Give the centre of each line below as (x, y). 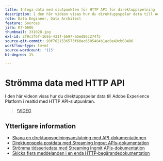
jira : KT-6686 (19, 28)
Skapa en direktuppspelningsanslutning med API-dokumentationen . (80, 138)
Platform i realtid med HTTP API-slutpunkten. (50, 101)
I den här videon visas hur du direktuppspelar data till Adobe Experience (77, 96)
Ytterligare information (41, 126)
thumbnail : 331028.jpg (28, 32)
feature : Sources (23, 23)
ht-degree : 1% (19, 55)
